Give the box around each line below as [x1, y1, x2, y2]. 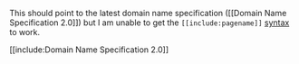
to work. [9, 27, 41, 37]
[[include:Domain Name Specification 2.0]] [9, 44, 169, 55]
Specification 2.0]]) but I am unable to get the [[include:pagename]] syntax [9, 17, 290, 28]
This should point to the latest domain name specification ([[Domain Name [9, 8, 287, 18]
